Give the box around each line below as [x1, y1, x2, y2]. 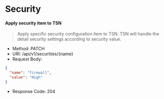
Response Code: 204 [12, 88, 56, 94]
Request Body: [12, 56, 42, 62]
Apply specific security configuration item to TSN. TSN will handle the [17, 31, 160, 37]
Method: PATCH [12, 46, 45, 52]
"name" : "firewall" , [9, 70, 52, 75]
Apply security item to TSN [5, 20, 62, 26]
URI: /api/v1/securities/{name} [12, 51, 74, 57]
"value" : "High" [9, 75, 43, 80]
